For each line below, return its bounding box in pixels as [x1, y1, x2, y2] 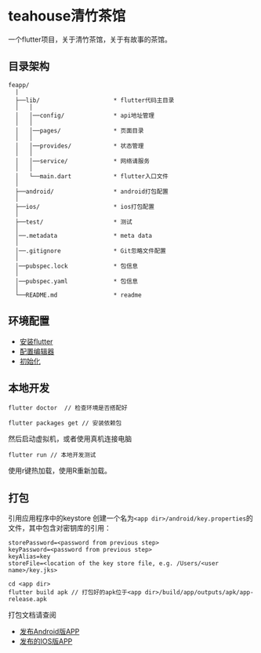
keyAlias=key [8, 553, 51, 561]
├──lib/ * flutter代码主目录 [15, 96, 175, 104]
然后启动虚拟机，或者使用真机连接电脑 [8, 434, 132, 443]
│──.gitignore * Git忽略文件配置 [15, 246, 166, 255]
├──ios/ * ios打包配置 [15, 202, 155, 210]
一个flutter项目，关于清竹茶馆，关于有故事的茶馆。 [8, 35, 172, 44]
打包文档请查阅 [8, 610, 56, 620]
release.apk [8, 596, 47, 604]
